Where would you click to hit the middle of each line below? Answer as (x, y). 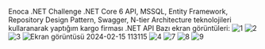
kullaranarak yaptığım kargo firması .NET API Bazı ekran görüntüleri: (119, 28)
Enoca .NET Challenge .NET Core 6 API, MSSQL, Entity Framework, (118, 11)
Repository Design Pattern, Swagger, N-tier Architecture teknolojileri (120, 20)
